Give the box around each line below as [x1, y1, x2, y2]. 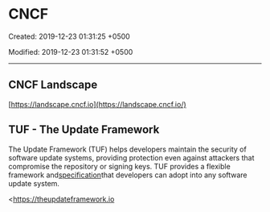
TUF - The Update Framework [8, 123, 160, 137]
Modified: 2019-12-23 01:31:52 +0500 [8, 47, 133, 56]
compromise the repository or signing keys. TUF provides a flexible [8, 161, 231, 171]
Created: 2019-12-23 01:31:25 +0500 [8, 31, 130, 41]
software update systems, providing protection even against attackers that [8, 152, 255, 162]
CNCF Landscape [8, 78, 98, 92]
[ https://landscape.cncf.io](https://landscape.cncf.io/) [8, 99, 186, 109]
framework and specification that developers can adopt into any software [8, 170, 247, 180]
